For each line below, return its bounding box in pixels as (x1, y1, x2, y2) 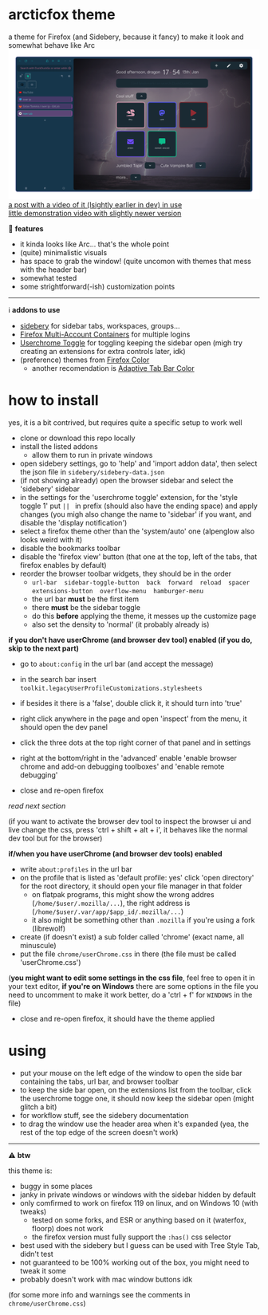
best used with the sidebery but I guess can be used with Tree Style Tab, (19, 1240, 260, 1250)
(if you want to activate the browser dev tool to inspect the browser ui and (8, 816, 251, 826)
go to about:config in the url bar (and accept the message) (19, 659, 214, 668)
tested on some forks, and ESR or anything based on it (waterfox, (31, 1215, 246, 1225)
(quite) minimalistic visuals (19, 247, 108, 257)
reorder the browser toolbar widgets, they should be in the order (19, 569, 232, 578)
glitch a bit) (19, 1102, 57, 1112)
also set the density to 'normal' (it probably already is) (31, 620, 210, 629)
